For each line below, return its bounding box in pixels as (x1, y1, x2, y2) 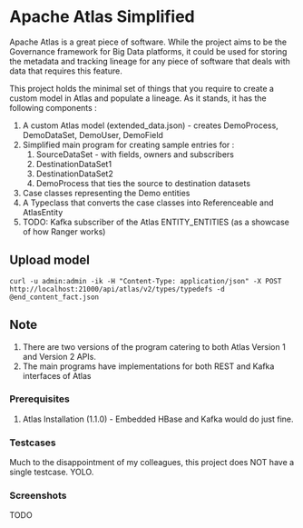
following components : (9, 102, 97, 113)
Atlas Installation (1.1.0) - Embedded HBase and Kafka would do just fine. (22, 413, 294, 424)
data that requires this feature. (9, 65, 122, 76)
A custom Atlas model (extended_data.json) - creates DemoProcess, (22, 120, 279, 131)
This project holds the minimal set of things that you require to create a (9, 83, 275, 94)
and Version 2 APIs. (22, 351, 97, 362)
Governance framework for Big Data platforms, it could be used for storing (9, 45, 288, 56)
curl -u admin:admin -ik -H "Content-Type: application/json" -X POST (9, 276, 282, 285)
